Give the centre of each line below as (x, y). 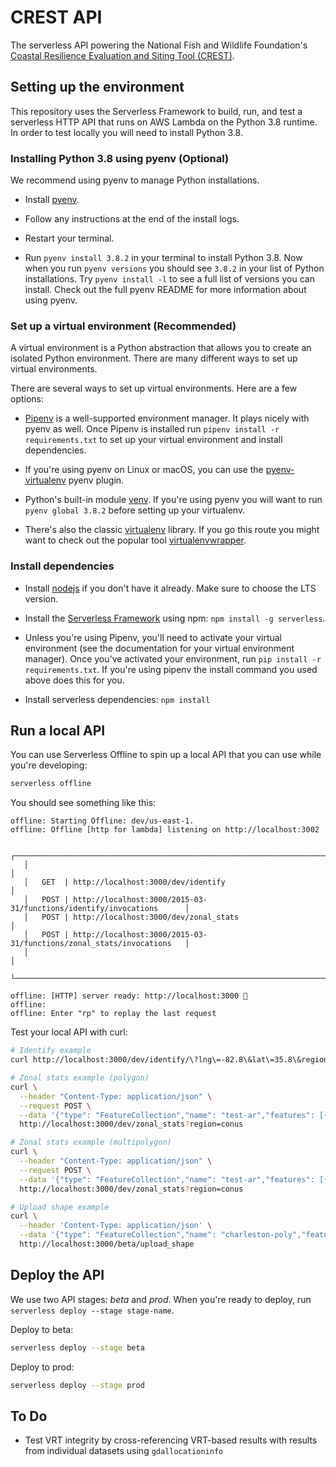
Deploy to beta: (42, 1329)
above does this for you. (74, 680)
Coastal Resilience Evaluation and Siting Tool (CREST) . (122, 55)
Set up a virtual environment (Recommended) (123, 326)
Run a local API (58, 731)
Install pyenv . (52, 200)
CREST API (56, 17)
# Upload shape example (60, 1207)
